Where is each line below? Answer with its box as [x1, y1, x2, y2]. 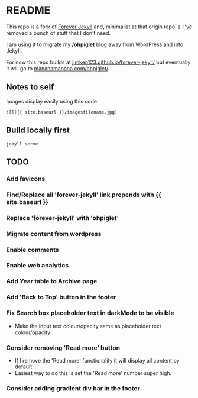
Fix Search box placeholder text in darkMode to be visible [6, 309, 174, 317]
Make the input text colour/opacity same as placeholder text [14, 322, 161, 329]
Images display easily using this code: [6, 98, 99, 105]
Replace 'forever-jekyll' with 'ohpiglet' [6, 213, 119, 222]
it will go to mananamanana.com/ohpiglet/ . [6, 64, 110, 72]
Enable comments [6, 245, 59, 254]
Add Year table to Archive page [6, 277, 98, 286]
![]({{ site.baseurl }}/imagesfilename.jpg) [6, 109, 118, 115]
